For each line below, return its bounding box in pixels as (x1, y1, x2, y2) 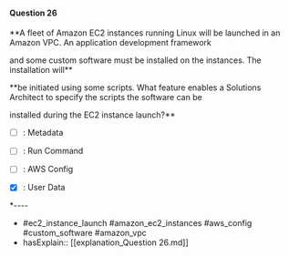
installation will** (9, 65, 73, 76)
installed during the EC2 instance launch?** (9, 109, 176, 120)
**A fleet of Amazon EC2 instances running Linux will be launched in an (9, 27, 281, 38)
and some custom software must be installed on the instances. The (9, 55, 262, 66)
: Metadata (22, 128, 64, 139)
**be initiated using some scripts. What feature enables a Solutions (9, 82, 262, 93)
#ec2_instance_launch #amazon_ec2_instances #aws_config (22, 218, 253, 229)
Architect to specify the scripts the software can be (9, 92, 202, 103)
